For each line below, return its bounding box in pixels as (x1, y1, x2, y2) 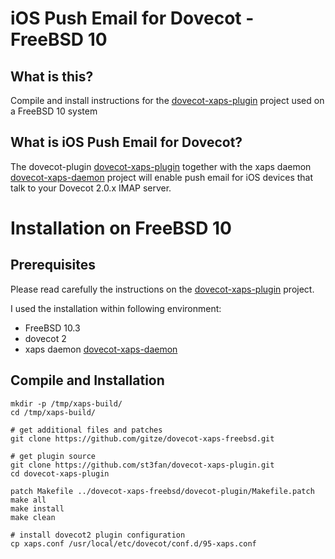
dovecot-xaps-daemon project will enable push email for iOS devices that (10, 171, 314, 183)
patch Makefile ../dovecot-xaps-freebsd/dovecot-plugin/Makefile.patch (10, 486, 315, 496)
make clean (10, 512, 56, 522)
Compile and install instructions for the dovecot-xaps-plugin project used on (10, 95, 325, 106)
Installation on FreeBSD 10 (10, 217, 232, 239)
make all (10, 495, 47, 505)
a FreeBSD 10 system (10, 105, 98, 117)
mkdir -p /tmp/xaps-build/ (10, 398, 123, 409)
